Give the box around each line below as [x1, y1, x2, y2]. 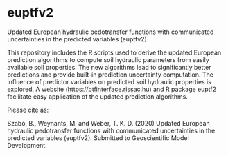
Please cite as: [7, 106, 49, 114]
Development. [7, 141, 47, 149]
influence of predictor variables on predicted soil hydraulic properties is [7, 77, 211, 86]
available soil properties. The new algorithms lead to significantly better [7, 63, 211, 71]
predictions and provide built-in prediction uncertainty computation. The [7, 70, 213, 79]
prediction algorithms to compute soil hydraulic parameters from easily [7, 55, 209, 64]
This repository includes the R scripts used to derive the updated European [7, 48, 222, 57]
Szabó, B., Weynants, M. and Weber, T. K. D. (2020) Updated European [7, 119, 210, 127]
